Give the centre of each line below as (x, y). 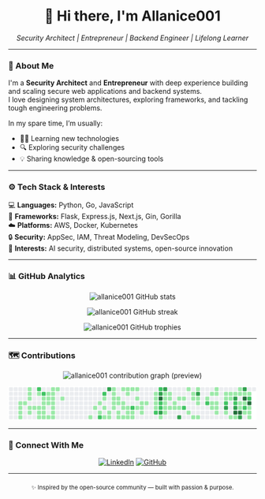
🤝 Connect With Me (46, 445)
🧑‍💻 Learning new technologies (69, 139)
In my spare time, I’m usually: (56, 123)
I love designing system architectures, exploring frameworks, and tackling (128, 100)
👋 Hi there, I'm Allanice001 (132, 16)
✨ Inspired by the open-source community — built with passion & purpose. (132, 487)
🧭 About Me (31, 65)
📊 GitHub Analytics (47, 277)
